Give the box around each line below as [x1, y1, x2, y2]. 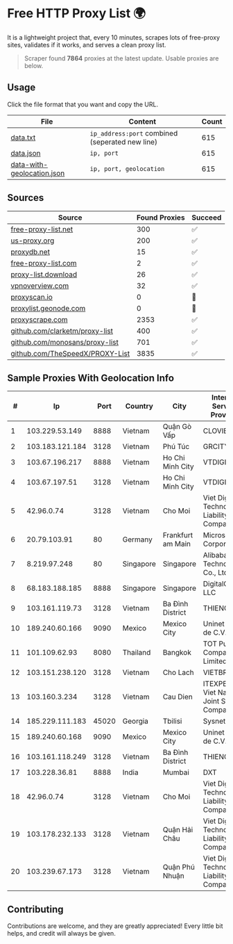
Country [125, 401, 154, 411]
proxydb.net [10, 247, 51, 257]
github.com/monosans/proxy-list [10, 337, 119, 347]
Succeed [191, 213, 222, 222]
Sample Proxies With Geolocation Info [7, 372, 175, 384]
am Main [162, 539, 191, 549]
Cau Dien [162, 692, 193, 702]
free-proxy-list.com [10, 258, 78, 268]
